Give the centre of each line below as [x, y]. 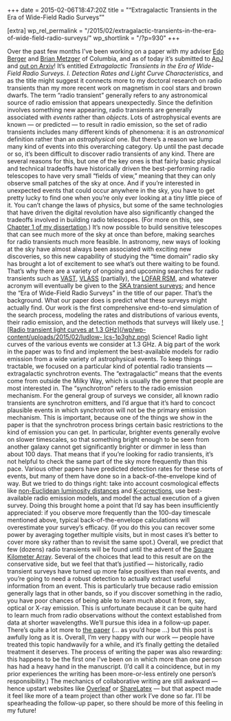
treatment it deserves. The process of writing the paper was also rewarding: [115, 652]
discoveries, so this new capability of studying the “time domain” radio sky [113, 256]
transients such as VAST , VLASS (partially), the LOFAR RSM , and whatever [112, 278]
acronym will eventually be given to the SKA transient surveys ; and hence [111, 286]
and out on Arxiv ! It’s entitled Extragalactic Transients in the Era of [101, 66]
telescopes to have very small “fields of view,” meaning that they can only [112, 176]
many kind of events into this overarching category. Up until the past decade [115, 146]
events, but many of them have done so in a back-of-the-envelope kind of [112, 476]
